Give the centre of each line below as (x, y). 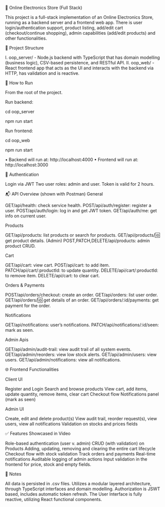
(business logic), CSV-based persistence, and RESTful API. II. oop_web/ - (80, 63)
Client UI (14, 379)
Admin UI (15, 409)
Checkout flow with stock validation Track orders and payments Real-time (80, 454)
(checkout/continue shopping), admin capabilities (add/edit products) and (80, 33)
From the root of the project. (34, 92)
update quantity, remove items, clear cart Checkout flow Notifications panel (82, 394)
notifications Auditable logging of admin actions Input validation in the (76, 459)
